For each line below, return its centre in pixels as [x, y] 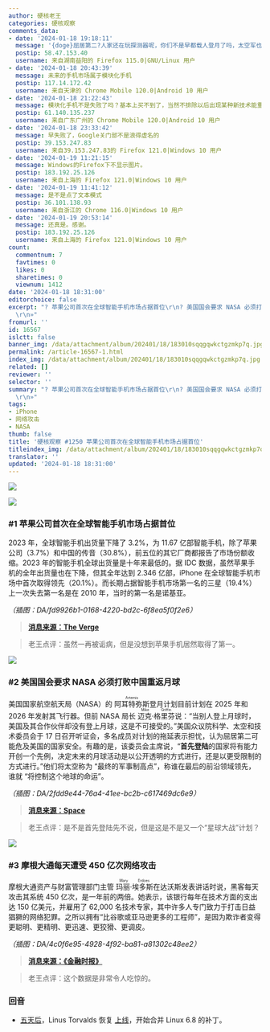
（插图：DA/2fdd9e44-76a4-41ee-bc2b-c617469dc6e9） [104, 793]
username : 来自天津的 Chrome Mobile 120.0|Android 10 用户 [112, 90]
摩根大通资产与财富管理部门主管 [61, 887]
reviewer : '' [30, 375]
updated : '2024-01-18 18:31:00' [62, 464]
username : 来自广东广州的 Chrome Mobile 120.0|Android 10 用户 [118, 121]
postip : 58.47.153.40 [52, 53]
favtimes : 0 [36, 262]
